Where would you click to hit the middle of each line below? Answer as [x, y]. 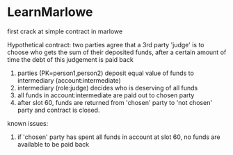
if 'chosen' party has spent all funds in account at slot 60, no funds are [119, 137]
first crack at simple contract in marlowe [65, 31]
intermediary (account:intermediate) [69, 80]
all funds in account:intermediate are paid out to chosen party [106, 95]
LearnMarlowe [50, 12]
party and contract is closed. [58, 110]
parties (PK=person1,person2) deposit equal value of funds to [106, 73]
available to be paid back [53, 144]
